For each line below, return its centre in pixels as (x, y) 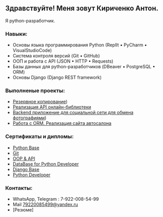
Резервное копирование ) (40, 102)
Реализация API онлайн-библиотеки (52, 107)
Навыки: (17, 34)
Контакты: (19, 188)
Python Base (26, 148)
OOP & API (24, 158)
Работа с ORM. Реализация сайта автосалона (62, 123)
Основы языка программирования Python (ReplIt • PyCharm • (80, 45)
